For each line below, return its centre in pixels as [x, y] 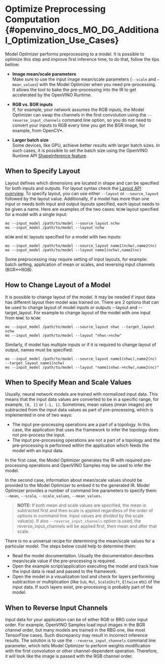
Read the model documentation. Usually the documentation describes [83, 556]
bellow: [13, 64]
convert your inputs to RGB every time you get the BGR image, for [79, 125]
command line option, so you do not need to [107, 120]
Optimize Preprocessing [55, 9]
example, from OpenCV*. [38, 130]
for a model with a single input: [36, 214]
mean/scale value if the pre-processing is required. [64, 561]
